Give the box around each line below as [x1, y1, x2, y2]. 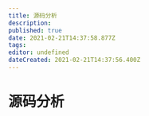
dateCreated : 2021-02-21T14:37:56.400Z [8, 56, 141, 64]
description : [8, 19, 52, 27]
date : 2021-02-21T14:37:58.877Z [8, 33, 116, 42]
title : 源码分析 [8, 11, 57, 20]
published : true [8, 26, 62, 34]
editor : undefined [8, 48, 69, 56]
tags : [8, 41, 26, 49]
